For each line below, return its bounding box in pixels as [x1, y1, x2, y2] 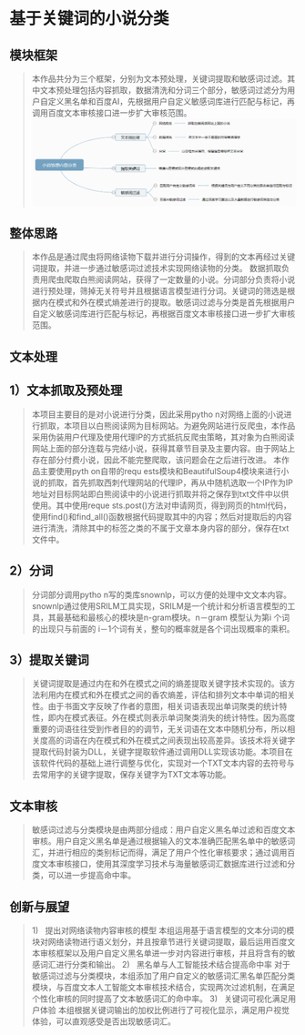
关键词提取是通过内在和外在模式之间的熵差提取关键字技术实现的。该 [31, 678, 288, 689]
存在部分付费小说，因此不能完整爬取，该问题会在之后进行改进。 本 [31, 454, 282, 465]
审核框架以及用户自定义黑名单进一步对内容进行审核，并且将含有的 [39, 948, 288, 959]
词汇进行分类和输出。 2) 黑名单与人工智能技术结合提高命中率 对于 [39, 959, 291, 969]
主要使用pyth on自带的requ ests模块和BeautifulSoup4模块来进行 [39, 465, 281, 476]
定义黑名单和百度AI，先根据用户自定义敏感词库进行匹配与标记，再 [47, 96, 296, 107]
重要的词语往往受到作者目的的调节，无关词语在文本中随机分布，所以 [31, 724, 288, 735]
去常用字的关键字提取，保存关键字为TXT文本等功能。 [31, 769, 231, 780]
